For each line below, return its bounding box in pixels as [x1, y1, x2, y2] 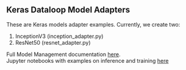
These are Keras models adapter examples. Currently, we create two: [6, 21, 181, 28]
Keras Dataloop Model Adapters [6, 5, 131, 15]
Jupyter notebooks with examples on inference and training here [6, 57, 169, 64]
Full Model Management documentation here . [6, 51, 121, 58]
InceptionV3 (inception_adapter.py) [15, 33, 104, 40]
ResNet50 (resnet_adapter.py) [15, 39, 91, 46]
